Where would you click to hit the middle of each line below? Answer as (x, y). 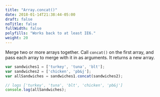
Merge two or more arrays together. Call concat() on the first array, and (79, 52)
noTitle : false (21, 24)
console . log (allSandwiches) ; (36, 90)
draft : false (19, 19)
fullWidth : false (23, 29)
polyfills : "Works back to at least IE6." (50, 33)
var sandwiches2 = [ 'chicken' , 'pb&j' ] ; (48, 71)
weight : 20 (17, 38)
